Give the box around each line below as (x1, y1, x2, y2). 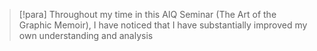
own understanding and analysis (18, 30, 154, 41)
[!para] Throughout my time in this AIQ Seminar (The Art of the (18, 9, 277, 20)
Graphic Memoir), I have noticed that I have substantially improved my (18, 19, 308, 31)
